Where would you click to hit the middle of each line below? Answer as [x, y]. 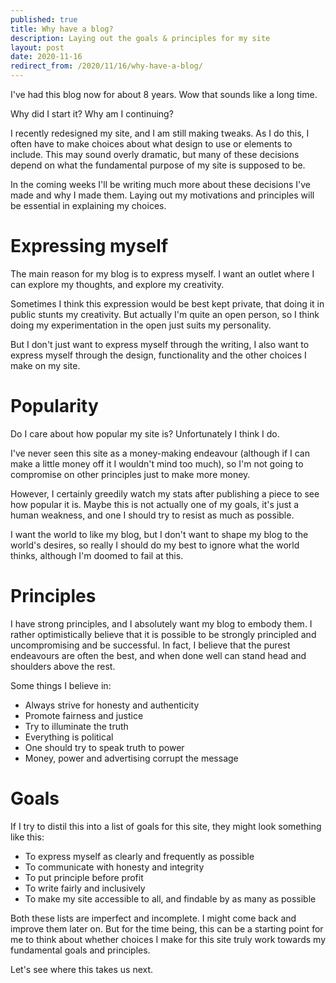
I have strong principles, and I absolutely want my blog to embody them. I [161, 623]
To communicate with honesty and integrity [114, 867]
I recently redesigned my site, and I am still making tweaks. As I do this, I [160, 133]
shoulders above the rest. [63, 666]
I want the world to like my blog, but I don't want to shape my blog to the [159, 534]
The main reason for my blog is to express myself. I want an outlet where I [162, 273]
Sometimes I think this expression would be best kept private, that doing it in [167, 303]
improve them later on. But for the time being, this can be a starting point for [167, 928]
